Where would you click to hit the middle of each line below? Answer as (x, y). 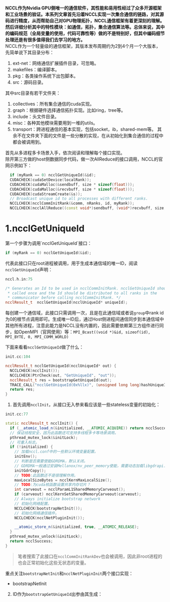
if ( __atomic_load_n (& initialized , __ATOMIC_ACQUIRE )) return (77, 428)
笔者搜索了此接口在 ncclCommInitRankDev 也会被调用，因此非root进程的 (90, 556)
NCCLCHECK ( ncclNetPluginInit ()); (50, 518)
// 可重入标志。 (25, 442)
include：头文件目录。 (36, 117)
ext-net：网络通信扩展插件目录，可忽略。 (56, 63)
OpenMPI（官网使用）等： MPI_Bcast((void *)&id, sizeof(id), (84, 332)
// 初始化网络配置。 (33, 503)
